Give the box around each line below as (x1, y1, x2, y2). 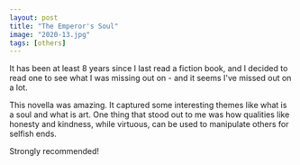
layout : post (9, 13, 59, 23)
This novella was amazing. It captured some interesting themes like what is (9, 100, 287, 111)
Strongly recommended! (9, 146, 100, 157)
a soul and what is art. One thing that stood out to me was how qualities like (9, 109, 290, 120)
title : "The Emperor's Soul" (9, 22, 119, 31)
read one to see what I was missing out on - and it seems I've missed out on (9, 73, 292, 84)
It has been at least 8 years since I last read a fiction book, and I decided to (9, 63, 288, 74)
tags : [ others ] (9, 38, 67, 48)
